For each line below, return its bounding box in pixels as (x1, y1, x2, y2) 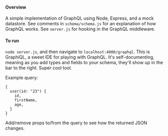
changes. (5, 125, 25, 131)
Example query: (5, 75, 38, 81)
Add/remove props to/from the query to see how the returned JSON (5, 120, 147, 126)
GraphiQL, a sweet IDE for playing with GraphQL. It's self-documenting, (5, 54, 155, 60)
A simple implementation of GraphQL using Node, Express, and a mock (5, 15, 154, 21)
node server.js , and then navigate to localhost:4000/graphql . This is (5, 49, 150, 55)
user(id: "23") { (10, 89, 47, 94)
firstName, (14, 98, 38, 103)
